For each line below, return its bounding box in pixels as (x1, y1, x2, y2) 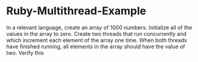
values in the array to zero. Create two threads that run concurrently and (6, 30, 187, 37)
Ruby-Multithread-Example (6, 4, 147, 18)
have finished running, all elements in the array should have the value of (6, 43, 185, 50)
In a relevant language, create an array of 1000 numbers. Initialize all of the (6, 24, 193, 31)
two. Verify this (6, 49, 44, 56)
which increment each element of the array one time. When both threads (6, 36, 187, 44)
